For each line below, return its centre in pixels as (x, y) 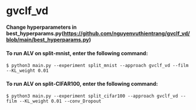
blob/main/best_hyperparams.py (48, 39)
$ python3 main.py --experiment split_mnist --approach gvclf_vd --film (97, 66)
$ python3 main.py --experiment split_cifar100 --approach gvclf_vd (92, 96)
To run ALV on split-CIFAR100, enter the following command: (82, 84)
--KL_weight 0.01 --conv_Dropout (60, 101)
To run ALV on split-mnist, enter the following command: (77, 53)
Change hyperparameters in (41, 27)
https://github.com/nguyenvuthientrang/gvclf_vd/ (127, 33)
